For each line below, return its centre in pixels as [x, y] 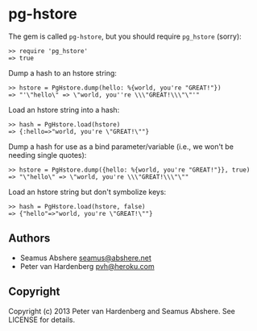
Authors [29, 238]
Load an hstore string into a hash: [64, 110]
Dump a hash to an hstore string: [62, 72]
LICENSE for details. [42, 320]
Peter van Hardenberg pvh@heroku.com [87, 266]
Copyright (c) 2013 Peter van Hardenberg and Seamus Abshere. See [122, 311]
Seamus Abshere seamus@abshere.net [85, 258]
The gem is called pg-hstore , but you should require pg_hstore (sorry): [125, 36]
